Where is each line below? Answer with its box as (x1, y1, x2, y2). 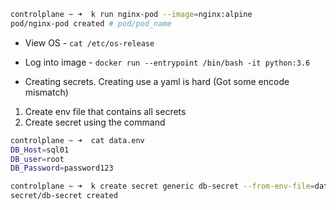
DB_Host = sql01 (10, 145, 70, 155)
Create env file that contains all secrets (24, 105, 187, 117)
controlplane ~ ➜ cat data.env (10, 135, 145, 145)
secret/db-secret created (10, 191, 118, 201)
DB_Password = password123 (10, 163, 114, 174)
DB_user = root (10, 154, 65, 164)
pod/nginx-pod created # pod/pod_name (10, 18, 172, 29)
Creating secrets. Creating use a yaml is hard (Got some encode (24, 75, 290, 87)
